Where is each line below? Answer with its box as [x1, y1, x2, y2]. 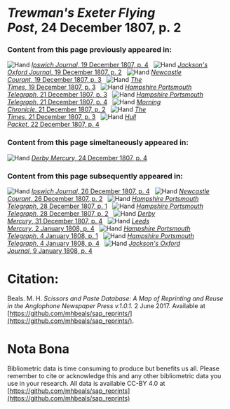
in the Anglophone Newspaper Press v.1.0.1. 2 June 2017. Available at [7, 302, 205, 310]
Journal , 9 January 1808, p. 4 [7, 247, 93, 255]
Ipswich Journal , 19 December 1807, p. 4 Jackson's [31, 61, 208, 69]
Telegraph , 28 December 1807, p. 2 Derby [7, 209, 156, 218]
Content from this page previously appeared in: [7, 45, 172, 55]
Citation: [7, 271, 59, 287]
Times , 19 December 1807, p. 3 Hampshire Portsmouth [7, 83, 192, 92]
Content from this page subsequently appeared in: [7, 171, 184, 181]
